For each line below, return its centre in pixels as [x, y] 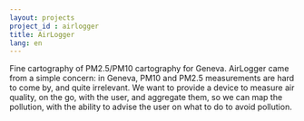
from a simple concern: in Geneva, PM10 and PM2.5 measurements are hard [152, 79]
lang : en [26, 43]
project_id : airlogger [54, 26]
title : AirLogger [42, 34]
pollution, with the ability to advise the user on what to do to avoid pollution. [151, 107]
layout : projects [42, 18]
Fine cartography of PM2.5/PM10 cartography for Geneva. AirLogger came [149, 69]
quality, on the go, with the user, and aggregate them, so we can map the [146, 98]
